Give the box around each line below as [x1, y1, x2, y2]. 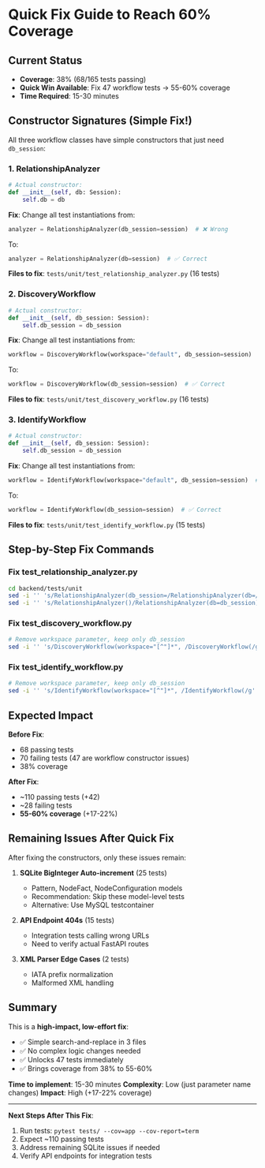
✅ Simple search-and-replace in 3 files [19, 1037, 147, 1047]
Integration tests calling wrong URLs [31, 931, 150, 940]
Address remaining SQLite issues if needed [19, 1142, 160, 1152]
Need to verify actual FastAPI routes [31, 939, 149, 948]
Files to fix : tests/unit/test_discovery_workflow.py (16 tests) [8, 394, 209, 404]
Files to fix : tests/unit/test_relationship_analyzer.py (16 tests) [8, 269, 220, 278]
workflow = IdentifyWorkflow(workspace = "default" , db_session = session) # [8, 476, 259, 484]
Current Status [8, 54, 83, 67]
